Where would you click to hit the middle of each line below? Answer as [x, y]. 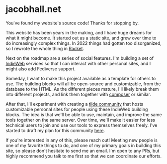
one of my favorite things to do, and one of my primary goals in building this [83, 145]
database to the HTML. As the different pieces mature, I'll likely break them [82, 89]
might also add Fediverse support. [41, 69]
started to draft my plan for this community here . [55, 130]
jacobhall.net [33, 9]
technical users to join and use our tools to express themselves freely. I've [82, 125]
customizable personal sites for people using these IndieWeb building [77, 109]
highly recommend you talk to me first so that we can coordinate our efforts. [84, 156]
